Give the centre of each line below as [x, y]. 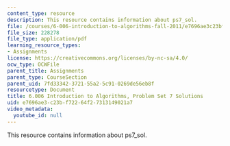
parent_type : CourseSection [47, 77]
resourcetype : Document [41, 90]
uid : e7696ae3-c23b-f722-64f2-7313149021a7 [70, 103]
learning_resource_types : [44, 45]
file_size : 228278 [33, 33]
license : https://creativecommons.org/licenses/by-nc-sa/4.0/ [98, 58]
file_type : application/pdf [47, 39]
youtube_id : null [38, 115]
